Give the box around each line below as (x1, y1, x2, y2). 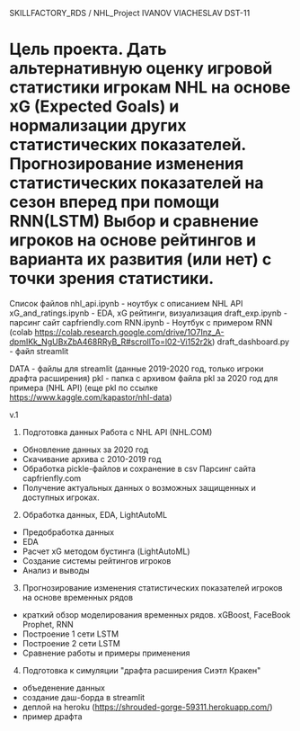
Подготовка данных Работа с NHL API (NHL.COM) (22, 426, 213, 437)
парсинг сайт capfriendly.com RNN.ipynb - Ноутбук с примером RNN (9, 316, 273, 327)
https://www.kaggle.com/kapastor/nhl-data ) (9, 391, 172, 403)
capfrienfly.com (22, 472, 82, 484)
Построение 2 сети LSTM (22, 637, 121, 648)
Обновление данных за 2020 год (22, 444, 149, 455)
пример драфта (22, 710, 83, 722)
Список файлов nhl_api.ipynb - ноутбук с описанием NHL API (9, 298, 243, 308)
